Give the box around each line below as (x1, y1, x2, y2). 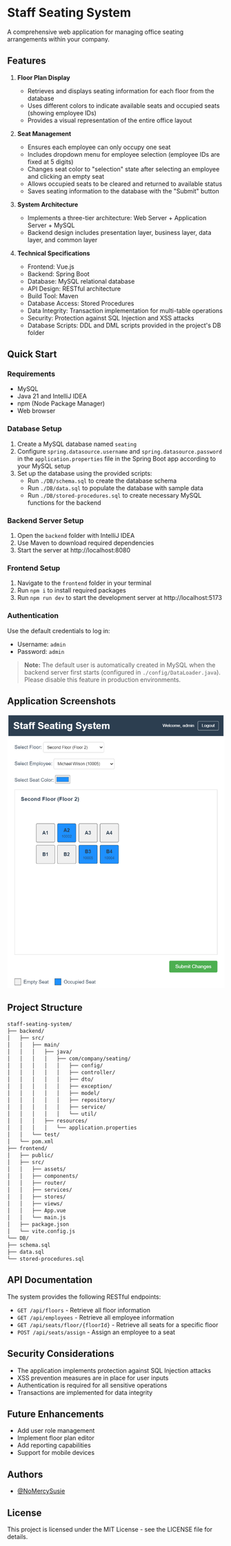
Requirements (7, 369, 56, 379)
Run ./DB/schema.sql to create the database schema (27, 476, 177, 485)
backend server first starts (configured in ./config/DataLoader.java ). (23, 668, 221, 676)
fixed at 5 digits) (27, 157, 74, 166)
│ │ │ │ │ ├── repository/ (7, 1096, 116, 1104)
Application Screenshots (7, 695, 116, 707)
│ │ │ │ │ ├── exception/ (7, 1083, 112, 1090)
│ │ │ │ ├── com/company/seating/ (7, 1055, 131, 1063)
